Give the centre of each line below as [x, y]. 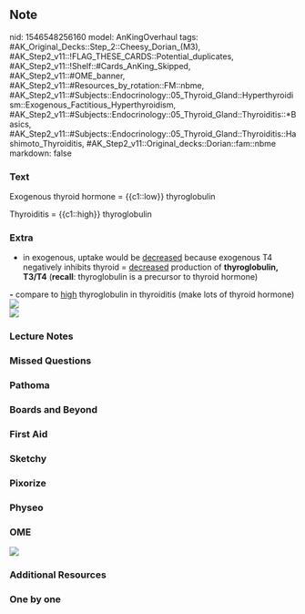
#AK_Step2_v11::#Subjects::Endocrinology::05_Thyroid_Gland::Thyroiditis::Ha [153, 133]
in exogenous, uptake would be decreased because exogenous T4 [147, 258]
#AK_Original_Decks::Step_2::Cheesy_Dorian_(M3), [105, 46]
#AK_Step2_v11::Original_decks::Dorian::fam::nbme [181, 143]
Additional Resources [58, 575]
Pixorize [28, 483]
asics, [20, 124]
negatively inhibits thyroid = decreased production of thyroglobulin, [151, 267]
